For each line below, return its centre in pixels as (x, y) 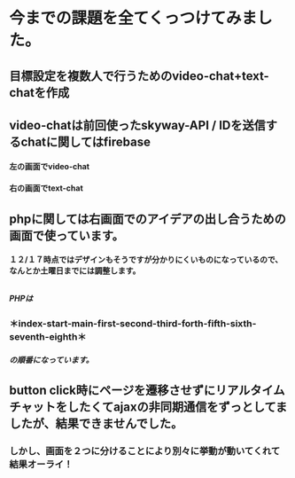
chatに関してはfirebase (85, 141)
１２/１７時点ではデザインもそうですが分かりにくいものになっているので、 (146, 260)
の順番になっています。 (51, 359)
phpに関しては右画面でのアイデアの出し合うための (147, 219)
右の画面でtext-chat (47, 188)
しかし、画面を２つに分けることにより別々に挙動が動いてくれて (145, 451)
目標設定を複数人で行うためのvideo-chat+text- (140, 76)
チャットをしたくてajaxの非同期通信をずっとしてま (148, 407)
